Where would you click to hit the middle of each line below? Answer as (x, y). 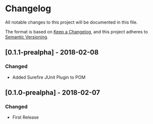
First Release (25, 117)
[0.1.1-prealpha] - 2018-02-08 (52, 52)
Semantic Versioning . (27, 37)
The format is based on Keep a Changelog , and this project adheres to (76, 31)
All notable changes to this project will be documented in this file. (72, 22)
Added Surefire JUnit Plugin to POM (49, 77)
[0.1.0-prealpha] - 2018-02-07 (53, 93)
